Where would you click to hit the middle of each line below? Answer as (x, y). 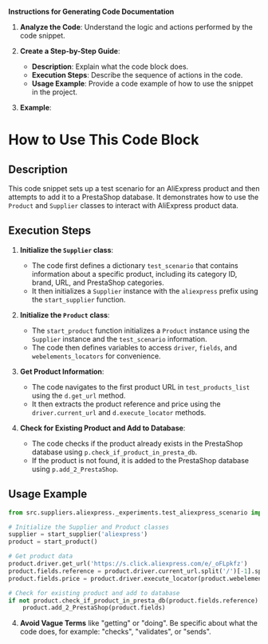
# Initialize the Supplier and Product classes (89, 527)
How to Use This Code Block (104, 140)
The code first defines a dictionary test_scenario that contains (135, 265)
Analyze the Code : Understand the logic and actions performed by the (136, 27)
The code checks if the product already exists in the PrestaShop (137, 443)
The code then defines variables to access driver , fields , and (134, 347)
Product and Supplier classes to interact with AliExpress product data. (124, 206)
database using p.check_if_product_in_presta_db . (114, 452)
